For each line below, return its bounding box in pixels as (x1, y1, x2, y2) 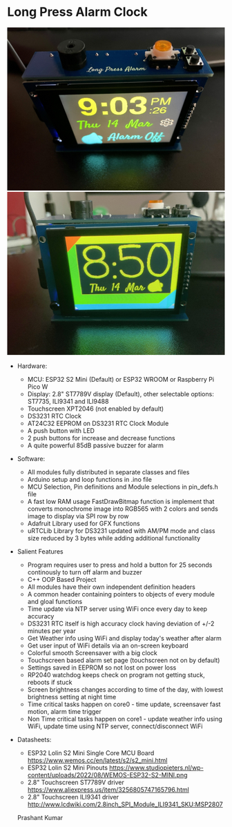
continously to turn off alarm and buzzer (27, 567, 143, 576)
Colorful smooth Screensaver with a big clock (27, 648, 157, 656)
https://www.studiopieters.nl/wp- (109, 763, 204, 772)
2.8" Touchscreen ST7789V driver (27, 778, 124, 786)
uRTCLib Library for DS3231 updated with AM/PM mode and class (27, 526, 215, 535)
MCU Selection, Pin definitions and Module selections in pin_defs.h (27, 483, 219, 491)
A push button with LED (27, 426, 95, 435)
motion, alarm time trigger (27, 707, 101, 715)
